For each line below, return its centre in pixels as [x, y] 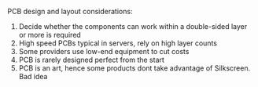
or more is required [50, 35]
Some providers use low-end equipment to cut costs [104, 51]
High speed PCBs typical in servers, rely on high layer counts [118, 43]
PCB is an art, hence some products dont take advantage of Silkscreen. [135, 68]
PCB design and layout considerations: [70, 11]
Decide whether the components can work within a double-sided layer [133, 26]
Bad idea [33, 76]
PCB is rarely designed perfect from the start [91, 60]
